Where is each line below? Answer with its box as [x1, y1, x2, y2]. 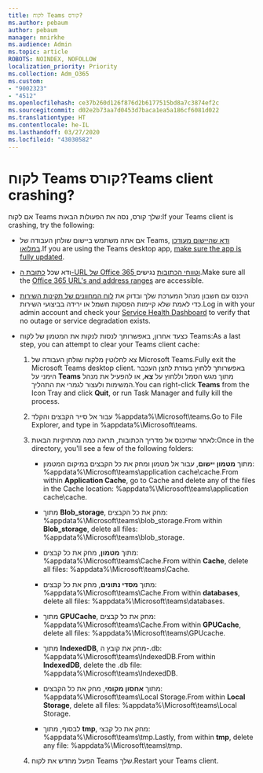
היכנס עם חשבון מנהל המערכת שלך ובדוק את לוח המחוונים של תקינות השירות [19, 291, 249, 301]
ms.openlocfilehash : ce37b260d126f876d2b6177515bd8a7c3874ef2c [8, 99, 220, 107]
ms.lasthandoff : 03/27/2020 [8, 128, 100, 136]
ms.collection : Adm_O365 [8, 70, 89, 78]
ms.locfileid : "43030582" [8, 135, 93, 144]
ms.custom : [8, 77, 44, 85]
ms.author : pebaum [8, 19, 68, 27]
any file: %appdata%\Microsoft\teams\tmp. [42, 741, 183, 750]
